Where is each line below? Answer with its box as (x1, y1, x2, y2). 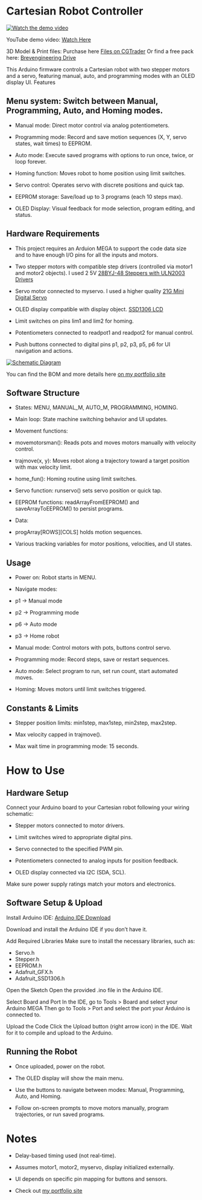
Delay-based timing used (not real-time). (14, 1152, 116, 1159)
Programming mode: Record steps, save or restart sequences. (14, 656, 170, 663)
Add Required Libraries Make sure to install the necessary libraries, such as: (6, 937, 195, 944)
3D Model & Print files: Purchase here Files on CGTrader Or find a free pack (6, 47, 194, 55)
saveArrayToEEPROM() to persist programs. (14, 505, 124, 512)
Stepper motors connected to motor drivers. (14, 822, 125, 829)
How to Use (6, 764, 65, 778)
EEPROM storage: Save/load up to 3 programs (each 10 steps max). (14, 193, 183, 200)
